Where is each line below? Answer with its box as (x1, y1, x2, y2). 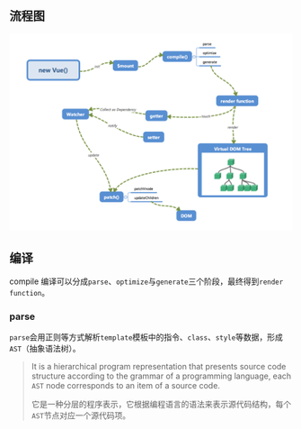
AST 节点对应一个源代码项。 (31, 410, 131, 421)
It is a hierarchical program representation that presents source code (31, 361, 287, 372)
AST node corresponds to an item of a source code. (31, 380, 220, 391)
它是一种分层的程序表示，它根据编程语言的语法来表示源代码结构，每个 (31, 399, 292, 410)
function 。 (9, 288, 50, 298)
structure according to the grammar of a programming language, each (31, 370, 292, 381)
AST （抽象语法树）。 (9, 343, 81, 354)
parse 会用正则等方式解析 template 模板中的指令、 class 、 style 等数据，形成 (9, 332, 283, 342)
